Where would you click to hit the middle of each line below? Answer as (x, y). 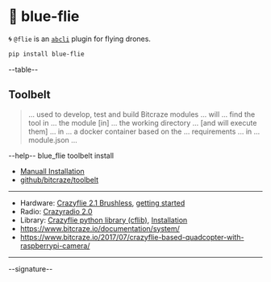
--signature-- (31, 268)
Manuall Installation (52, 171)
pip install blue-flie (46, 54)
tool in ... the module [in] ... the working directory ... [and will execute (142, 122)
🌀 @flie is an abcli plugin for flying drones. (80, 39)
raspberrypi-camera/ (55, 246)
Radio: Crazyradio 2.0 (56, 211)
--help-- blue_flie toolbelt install (61, 156)
